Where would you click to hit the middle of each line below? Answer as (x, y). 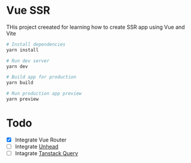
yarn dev (17, 67)
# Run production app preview (44, 93)
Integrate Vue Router (41, 140)
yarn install (23, 50)
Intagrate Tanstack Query (46, 153)
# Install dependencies (36, 44)
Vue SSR (28, 10)
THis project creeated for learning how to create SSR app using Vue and (95, 27)
